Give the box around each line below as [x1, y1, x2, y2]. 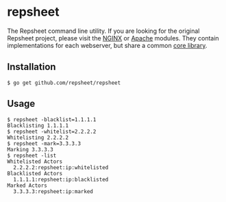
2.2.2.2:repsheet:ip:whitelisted [13, 164, 109, 171]
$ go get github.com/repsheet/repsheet [7, 79, 121, 86]
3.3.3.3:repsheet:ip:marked [13, 188, 94, 195]
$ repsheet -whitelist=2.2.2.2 [7, 128, 97, 135]
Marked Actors [7, 182, 48, 189]
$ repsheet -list [7, 152, 57, 159]
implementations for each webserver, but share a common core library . [7, 41, 208, 49]
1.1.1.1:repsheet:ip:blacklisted [13, 176, 109, 183]
